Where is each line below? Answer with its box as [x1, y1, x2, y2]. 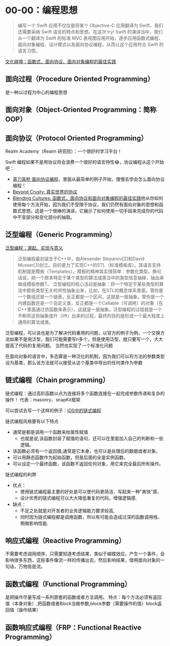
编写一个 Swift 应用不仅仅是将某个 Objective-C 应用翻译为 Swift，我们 [17, 22, 163, 28]
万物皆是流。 [18, 563, 46, 569]
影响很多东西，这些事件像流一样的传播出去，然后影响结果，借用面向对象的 [5, 557, 160, 563]
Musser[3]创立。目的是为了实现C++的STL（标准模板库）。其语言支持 [17, 262, 161, 268]
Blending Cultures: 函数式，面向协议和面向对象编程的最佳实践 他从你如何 [12, 195, 163, 201]
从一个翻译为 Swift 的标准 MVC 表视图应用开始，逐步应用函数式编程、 [17, 35, 163, 41]
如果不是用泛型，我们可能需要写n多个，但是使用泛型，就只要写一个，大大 [9, 336, 163, 342]
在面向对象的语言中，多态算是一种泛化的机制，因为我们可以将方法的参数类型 [5, 353, 165, 359]
